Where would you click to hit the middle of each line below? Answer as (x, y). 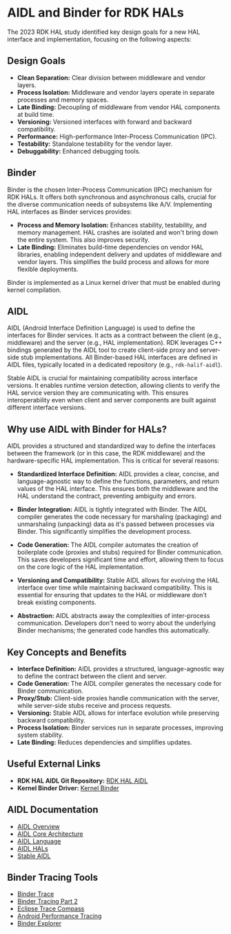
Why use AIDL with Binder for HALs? (87, 429)
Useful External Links (54, 764)
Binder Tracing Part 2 (47, 902)
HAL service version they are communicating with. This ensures (98, 393)
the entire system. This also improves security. (83, 239)
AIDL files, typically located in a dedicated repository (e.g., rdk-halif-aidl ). (115, 365)
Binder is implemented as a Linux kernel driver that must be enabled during (114, 282)
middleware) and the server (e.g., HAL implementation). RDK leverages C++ (115, 343)
